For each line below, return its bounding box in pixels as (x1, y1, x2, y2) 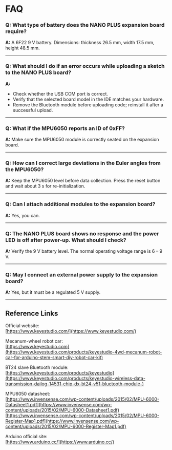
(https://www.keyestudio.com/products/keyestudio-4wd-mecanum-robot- (5, 349, 162, 355)
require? (5, 28, 27, 35)
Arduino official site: (5, 434, 48, 440)
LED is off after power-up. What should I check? (5, 236, 126, 243)
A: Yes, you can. (5, 212, 40, 218)
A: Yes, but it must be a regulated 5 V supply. (5, 289, 101, 295)
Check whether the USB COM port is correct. (12, 90, 109, 97)
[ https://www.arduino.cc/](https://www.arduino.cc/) (5, 439, 114, 445)
